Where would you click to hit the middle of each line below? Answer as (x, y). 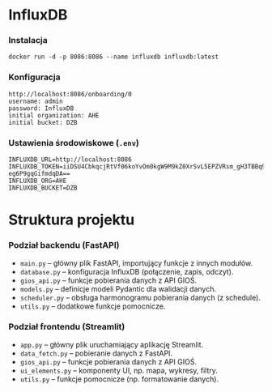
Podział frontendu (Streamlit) (67, 327)
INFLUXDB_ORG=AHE (38, 181)
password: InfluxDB (41, 108)
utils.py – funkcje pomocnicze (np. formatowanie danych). (119, 379)
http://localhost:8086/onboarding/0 (70, 94)
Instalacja (28, 40)
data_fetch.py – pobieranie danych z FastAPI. (96, 353)
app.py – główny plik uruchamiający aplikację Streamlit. (112, 344)
